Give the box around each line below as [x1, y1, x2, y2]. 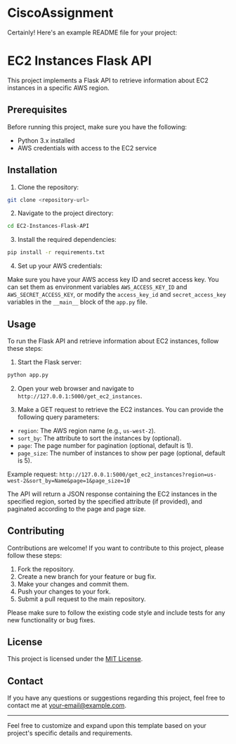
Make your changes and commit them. [17, 579, 129, 588]
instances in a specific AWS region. [7, 83, 110, 92]
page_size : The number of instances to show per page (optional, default [17, 449, 226, 457]
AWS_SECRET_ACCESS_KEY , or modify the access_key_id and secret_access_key [7, 290, 226, 299]
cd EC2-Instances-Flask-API [7, 223, 90, 230]
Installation [7, 164, 58, 177]
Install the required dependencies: [17, 236, 117, 244]
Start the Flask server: [17, 357, 82, 366]
